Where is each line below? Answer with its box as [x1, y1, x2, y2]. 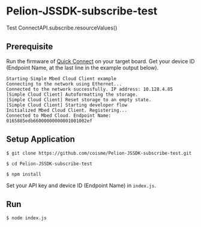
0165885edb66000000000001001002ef [6, 117, 93, 124]
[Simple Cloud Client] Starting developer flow [6, 102, 128, 108]
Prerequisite [6, 42, 53, 52]
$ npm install [6, 171, 42, 177]
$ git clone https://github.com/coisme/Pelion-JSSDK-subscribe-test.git [6, 150, 192, 156]
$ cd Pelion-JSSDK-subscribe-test [6, 161, 93, 167]
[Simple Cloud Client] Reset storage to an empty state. [6, 96, 152, 103]
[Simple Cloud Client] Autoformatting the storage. [6, 92, 138, 98]
